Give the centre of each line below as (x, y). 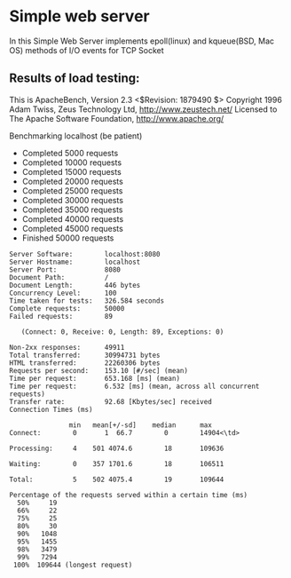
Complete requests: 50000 (67, 308)
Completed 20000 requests (73, 181)
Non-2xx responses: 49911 (67, 347)
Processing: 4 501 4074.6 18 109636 (117, 448)
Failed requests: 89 (61, 316)
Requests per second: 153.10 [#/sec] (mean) (99, 370)
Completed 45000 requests (73, 228)
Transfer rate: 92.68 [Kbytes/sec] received (111, 401)
